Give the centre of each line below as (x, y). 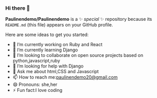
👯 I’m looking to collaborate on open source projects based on (78, 55)
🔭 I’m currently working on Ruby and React (58, 45)
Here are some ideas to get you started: (47, 35)
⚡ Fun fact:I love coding (37, 90)
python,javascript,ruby (36, 61)
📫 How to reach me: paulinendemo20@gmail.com (65, 77)
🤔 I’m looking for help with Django (48, 66)
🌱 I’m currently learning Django (45, 50)
